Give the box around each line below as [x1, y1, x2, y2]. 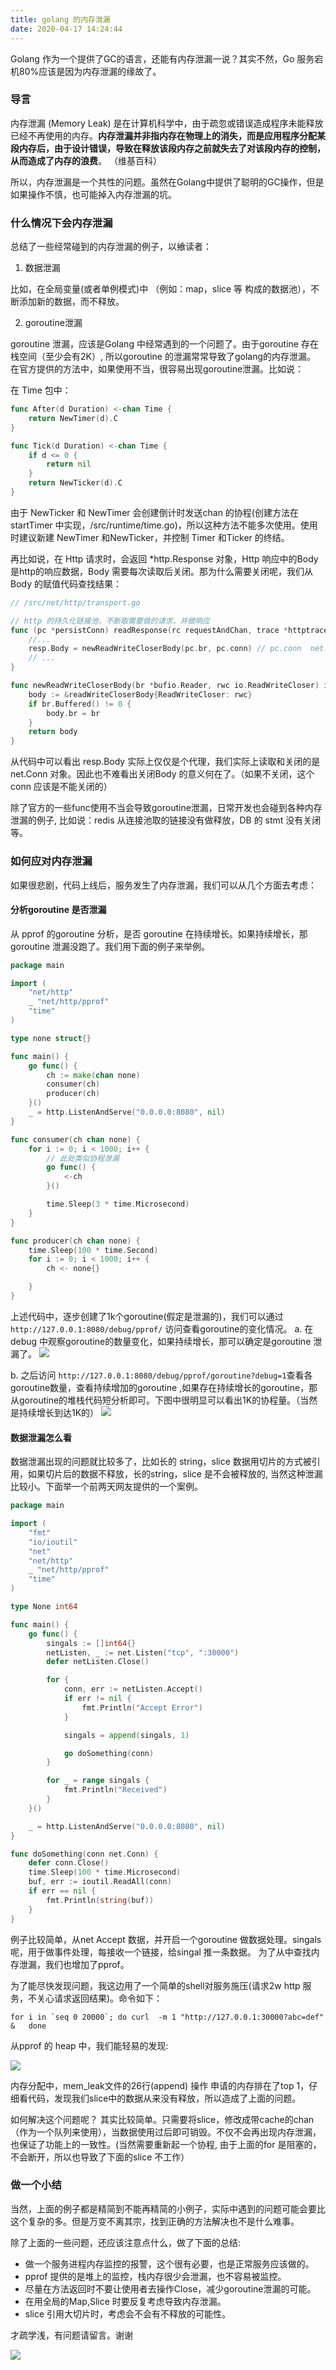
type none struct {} [10, 1033, 92, 1043]
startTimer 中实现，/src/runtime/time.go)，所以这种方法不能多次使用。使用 [10, 519, 318, 531]
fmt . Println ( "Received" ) [63, 1785, 168, 1795]
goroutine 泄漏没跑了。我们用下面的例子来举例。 [10, 940, 211, 952]
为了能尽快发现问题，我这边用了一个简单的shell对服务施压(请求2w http [10, 1979, 301, 1991]
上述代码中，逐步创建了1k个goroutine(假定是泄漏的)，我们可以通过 [10, 1310, 284, 1322]
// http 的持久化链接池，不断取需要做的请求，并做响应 [10, 616, 210, 626]
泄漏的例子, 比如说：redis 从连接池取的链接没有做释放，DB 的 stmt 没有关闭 [10, 814, 322, 826]
